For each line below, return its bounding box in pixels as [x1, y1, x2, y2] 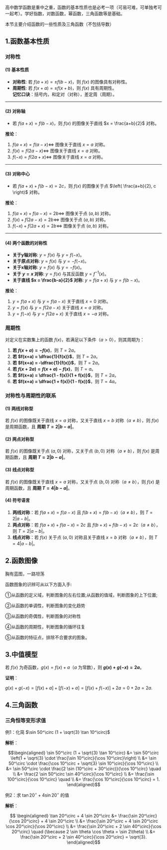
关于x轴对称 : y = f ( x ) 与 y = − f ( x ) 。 [12, 264, 84, 270]
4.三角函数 [5, 700, 38, 709]
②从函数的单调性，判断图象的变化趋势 [5, 603, 85, 609]
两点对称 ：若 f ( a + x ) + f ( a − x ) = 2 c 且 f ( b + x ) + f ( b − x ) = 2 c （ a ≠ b [12, 522, 154, 528]
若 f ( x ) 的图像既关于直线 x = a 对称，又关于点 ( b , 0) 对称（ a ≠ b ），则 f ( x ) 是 [5, 478, 160, 485]
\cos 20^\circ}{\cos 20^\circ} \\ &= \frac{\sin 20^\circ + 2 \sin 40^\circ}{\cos [5, 823, 162, 829]
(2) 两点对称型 [5, 436, 34, 442]
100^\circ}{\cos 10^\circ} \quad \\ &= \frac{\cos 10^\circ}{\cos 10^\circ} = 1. [7, 776, 160, 782]
